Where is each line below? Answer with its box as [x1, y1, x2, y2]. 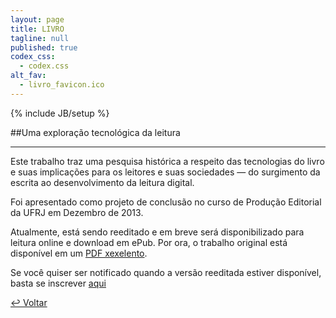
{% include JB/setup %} [10, 107, 110, 119]
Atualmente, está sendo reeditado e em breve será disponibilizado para [10, 226, 305, 238]
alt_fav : [10, 71, 47, 81]
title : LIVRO [10, 24, 65, 34]
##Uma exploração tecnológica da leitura [10, 126, 181, 138]
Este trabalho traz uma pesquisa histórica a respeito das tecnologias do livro [10, 155, 325, 167]
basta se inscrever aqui [10, 277, 107, 289]
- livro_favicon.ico [19, 80, 105, 90]
